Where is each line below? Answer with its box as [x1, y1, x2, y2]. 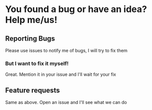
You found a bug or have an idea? [5, 4, 147, 15]
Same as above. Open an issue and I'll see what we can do [5, 99, 127, 105]
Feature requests [5, 86, 60, 94]
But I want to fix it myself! [5, 60, 69, 67]
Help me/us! [5, 14, 58, 26]
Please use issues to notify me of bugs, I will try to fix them [5, 48, 128, 53]
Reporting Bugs [5, 34, 55, 43]
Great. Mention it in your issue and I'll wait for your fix [5, 71, 116, 77]
